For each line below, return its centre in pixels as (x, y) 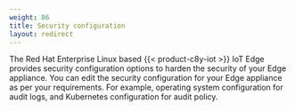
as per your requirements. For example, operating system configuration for (146, 87)
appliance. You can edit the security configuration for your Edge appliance (146, 78)
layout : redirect (41, 34)
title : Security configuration (67, 26)
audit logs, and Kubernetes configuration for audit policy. (114, 97)
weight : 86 (29, 17)
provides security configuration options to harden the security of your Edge (148, 68)
